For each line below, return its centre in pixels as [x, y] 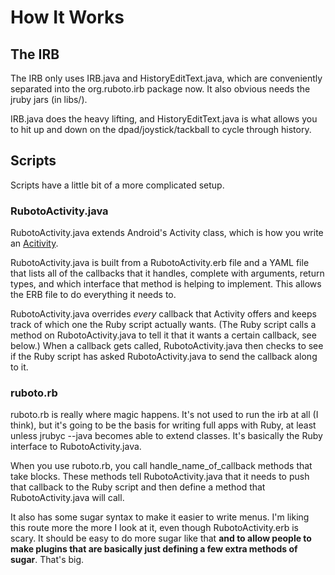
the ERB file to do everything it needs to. [93, 295]
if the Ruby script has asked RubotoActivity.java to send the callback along [164, 357]
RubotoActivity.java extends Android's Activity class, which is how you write [167, 233]
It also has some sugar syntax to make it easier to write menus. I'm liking [160, 517]
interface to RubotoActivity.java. [76, 447]
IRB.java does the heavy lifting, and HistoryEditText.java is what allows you [164, 119]
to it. [19, 367]
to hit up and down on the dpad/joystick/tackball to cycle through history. [161, 129]
